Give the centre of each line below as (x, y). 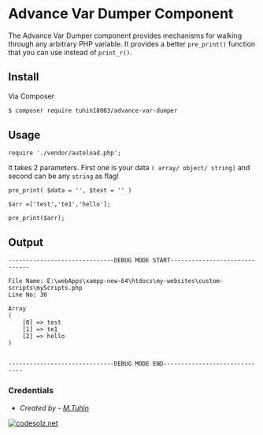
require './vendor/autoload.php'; (65, 153)
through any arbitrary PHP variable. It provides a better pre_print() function (132, 43)
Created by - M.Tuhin (54, 407)
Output (26, 242)
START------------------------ (204, 261)
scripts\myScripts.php (45, 288)
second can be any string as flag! (64, 176)
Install (24, 77)
